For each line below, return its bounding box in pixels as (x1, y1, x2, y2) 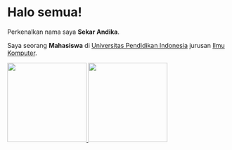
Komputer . (7, 49, 37, 57)
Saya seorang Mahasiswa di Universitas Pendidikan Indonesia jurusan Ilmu (7, 41, 225, 49)
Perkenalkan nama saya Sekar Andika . (7, 27, 120, 36)
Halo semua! (7, 4, 82, 20)
